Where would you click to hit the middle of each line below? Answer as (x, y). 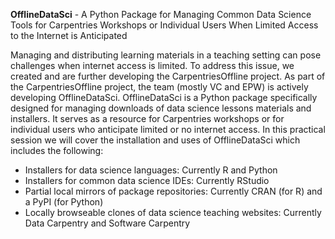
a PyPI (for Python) (64, 202)
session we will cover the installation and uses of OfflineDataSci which (155, 140)
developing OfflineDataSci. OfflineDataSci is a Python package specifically (164, 97)
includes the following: (57, 150)
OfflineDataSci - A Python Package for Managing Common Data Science (161, 14)
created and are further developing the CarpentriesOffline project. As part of (168, 76)
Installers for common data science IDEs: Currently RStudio (147, 180)
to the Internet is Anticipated (69, 35)
